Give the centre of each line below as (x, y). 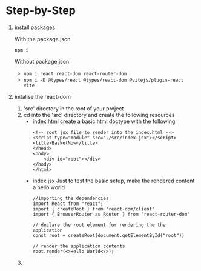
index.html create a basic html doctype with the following (104, 121)
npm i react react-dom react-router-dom (75, 73)
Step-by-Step (41, 11)
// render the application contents (79, 246)
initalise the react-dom (42, 96)
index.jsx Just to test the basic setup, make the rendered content (114, 181)
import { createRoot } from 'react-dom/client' (94, 209)
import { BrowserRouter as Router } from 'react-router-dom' (111, 214)
